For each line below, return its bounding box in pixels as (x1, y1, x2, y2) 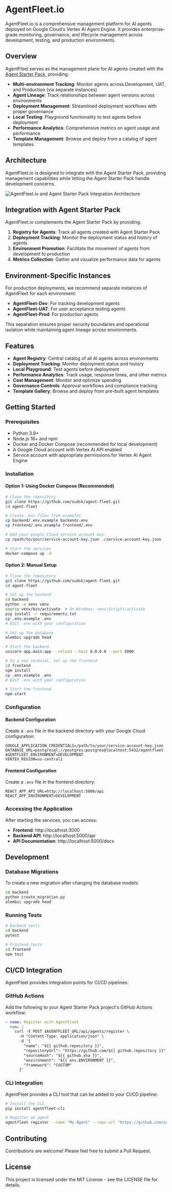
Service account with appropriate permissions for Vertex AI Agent (12, 451, 152, 458)
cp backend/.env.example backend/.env (5, 518, 88, 523)
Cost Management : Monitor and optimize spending (12, 377, 121, 383)
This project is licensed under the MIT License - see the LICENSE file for (5, 1176, 158, 1182)
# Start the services (5, 546, 52, 551)
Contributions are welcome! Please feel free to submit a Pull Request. (5, 1148, 152, 1154)
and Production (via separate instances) (12, 86, 97, 93)
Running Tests (5, 912, 42, 918)
